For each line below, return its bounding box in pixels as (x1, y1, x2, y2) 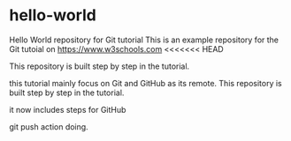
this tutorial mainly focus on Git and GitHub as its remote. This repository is (9, 78, 282, 88)
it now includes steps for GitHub (9, 104, 126, 115)
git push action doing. (9, 121, 88, 132)
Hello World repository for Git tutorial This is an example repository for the (9, 34, 280, 45)
